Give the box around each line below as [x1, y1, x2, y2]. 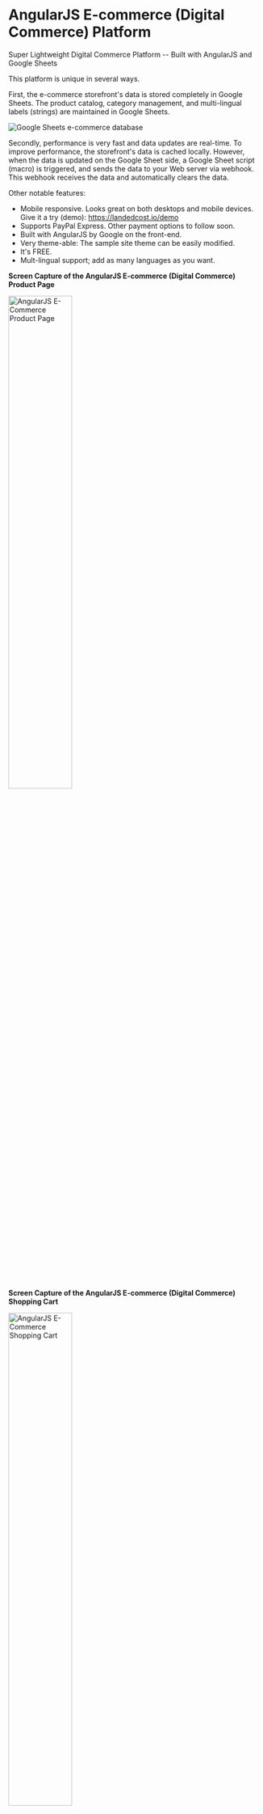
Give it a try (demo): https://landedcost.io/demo [19, 212, 179, 222]
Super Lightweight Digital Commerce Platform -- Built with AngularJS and [8, 49, 253, 59]
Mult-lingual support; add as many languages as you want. [19, 255, 215, 264]
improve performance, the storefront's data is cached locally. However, [8, 146, 245, 156]
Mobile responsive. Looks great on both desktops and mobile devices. [19, 204, 254, 214]
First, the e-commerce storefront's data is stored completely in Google [8, 89, 244, 99]
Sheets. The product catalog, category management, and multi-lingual [8, 98, 242, 108]
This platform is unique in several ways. [8, 74, 140, 83]
